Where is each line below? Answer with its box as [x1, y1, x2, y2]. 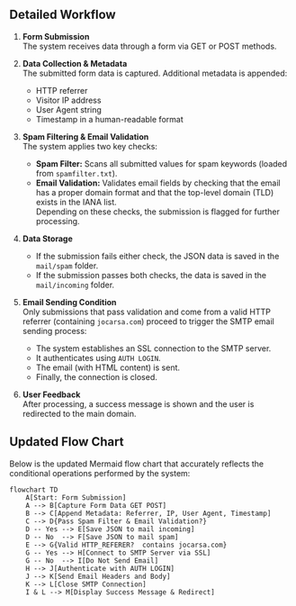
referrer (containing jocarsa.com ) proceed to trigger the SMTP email [22, 315, 274, 327]
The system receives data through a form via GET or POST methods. [22, 41, 277, 51]
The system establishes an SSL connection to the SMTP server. [35, 342, 272, 354]
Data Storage [22, 233, 74, 244]
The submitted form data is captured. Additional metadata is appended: [22, 68, 288, 78]
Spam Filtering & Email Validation [22, 131, 149, 142]
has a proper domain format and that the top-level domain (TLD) [35, 186, 274, 197]
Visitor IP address [35, 95, 102, 105]
